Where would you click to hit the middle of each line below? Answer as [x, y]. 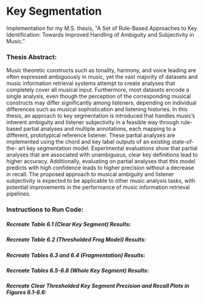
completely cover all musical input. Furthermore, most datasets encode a [98, 90]
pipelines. [19, 194]
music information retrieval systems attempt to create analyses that [91, 83]
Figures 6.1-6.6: [26, 292]
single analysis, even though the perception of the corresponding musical [99, 97]
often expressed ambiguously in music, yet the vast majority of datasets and [102, 77]
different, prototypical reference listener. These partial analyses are [91, 135]
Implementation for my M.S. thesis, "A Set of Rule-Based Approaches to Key [102, 28]
